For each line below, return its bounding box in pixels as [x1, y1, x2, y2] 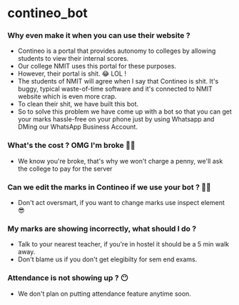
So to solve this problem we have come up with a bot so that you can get [17, 107, 232, 116]
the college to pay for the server [17, 164, 113, 173]
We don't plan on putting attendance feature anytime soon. [17, 289, 191, 298]
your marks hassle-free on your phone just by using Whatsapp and [17, 115, 215, 124]
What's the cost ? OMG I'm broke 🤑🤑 [7, 141, 136, 151]
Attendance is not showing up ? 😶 [7, 273, 128, 283]
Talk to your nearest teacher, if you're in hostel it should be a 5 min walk [17, 240, 230, 249]
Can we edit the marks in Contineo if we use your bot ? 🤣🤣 [7, 182, 212, 192]
